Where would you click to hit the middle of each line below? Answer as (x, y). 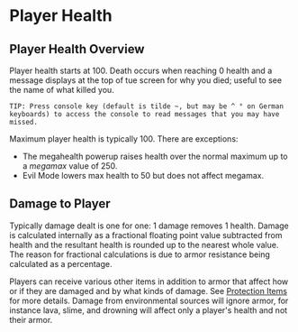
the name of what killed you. (62, 90)
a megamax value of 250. (70, 166)
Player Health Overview (77, 49)
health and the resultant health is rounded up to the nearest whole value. (144, 244)
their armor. (31, 319)
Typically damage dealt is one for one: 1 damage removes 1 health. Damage (149, 226)
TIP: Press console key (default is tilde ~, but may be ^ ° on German (146, 106)
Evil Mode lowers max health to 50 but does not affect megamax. (143, 175)
